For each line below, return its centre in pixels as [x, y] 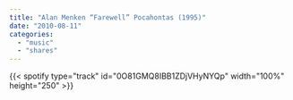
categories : [31, 34]
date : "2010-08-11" [46, 26]
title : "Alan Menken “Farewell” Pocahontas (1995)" [108, 17]
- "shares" [38, 51]
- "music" [35, 42]
